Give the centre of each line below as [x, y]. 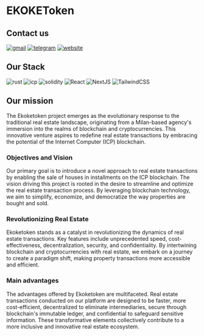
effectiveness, [24, 246]
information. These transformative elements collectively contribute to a [95, 320]
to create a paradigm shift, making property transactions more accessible [98, 258]
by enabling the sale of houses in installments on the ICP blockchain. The [98, 177]
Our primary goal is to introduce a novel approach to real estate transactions [102, 170]
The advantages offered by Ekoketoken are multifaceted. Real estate [92, 294]
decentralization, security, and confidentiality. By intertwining [120, 246]
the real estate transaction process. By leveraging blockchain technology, [98, 190]
